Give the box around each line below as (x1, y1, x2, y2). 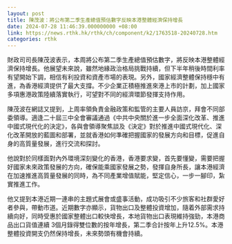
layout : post (7, 10, 45, 17)
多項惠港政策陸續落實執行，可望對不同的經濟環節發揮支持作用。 (7, 91, 188, 99)
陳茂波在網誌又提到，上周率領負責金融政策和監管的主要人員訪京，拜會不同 (7, 105, 219, 113)
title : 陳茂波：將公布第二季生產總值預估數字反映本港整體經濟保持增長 (7, 17, 183, 24)
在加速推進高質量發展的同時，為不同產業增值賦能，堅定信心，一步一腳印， (7, 171, 219, 180)
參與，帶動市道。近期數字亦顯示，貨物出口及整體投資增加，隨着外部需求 (12, 203, 219, 212)
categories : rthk (7, 36, 57, 43)
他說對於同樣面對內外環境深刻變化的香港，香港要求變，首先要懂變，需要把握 (7, 154, 225, 162)
